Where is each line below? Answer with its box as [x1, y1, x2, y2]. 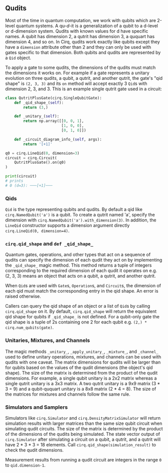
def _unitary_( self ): [14, 114, 59, 119]
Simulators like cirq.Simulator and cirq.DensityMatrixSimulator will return [5, 415, 161, 421]
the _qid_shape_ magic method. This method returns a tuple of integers [5, 262, 152, 268]
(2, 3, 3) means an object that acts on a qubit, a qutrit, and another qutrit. [5, 273, 156, 279]
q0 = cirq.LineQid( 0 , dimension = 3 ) [5, 151, 80, 156]
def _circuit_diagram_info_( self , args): [14, 137, 102, 142]
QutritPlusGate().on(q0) [14, 160, 66, 165]
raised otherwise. [5, 293, 41, 299]
